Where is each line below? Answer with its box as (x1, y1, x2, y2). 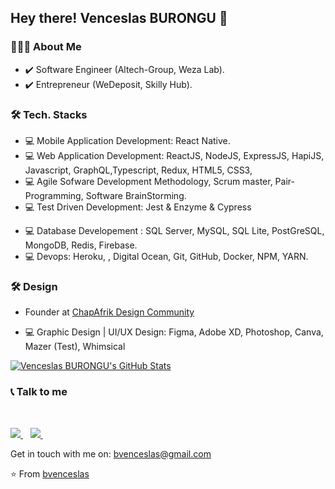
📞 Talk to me (10, 385, 68, 399)
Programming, (24, 189, 84, 201)
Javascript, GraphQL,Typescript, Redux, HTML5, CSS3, (24, 164, 253, 176)
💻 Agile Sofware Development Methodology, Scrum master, (24, 175, 273, 187)
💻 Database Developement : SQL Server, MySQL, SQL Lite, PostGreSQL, (24, 224, 325, 236)
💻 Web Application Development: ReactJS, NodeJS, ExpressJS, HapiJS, (24, 149, 325, 161)
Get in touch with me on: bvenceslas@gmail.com (10, 447, 212, 460)
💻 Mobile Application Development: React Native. (24, 134, 231, 146)
